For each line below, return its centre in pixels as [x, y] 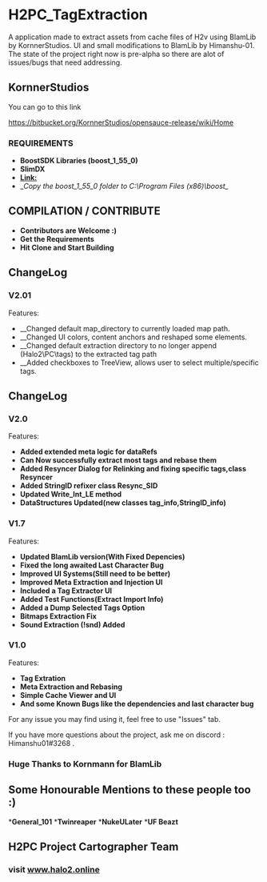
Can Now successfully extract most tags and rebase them [118, 460]
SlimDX [32, 169]
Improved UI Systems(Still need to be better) [95, 573]
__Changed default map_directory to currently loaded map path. [125, 328]
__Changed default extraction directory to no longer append [118, 345]
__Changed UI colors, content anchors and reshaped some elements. [133, 337]
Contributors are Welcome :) [68, 231]
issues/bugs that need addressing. [65, 62]
